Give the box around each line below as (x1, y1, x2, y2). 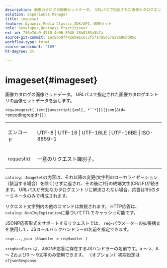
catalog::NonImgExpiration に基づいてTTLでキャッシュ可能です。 (5, 209, 138, 216)
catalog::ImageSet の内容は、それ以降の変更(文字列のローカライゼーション (5, 174, 158, 180)
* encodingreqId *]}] (5, 112, 46, 118)
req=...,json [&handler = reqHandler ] (5, 236, 88, 241)
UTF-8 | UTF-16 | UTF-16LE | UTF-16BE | (37, 130, 141, 136)
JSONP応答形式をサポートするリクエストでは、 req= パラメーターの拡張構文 (5, 220, 161, 226)
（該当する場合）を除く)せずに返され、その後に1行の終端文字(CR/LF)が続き (5, 181, 160, 187)
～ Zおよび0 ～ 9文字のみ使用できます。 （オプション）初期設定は (5, 252, 140, 258)
